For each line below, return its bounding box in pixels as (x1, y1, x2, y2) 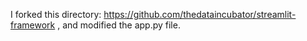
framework (10, 19, 56, 31)
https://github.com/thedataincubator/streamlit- (103, 9, 297, 20)
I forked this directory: (10, 9, 102, 20)
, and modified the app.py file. (57, 19, 181, 31)
